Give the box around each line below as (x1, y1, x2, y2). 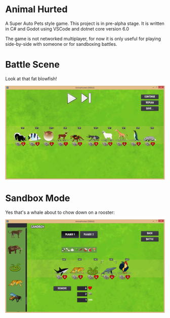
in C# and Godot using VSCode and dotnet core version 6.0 (5, 25, 130, 31)
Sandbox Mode (5, 192, 70, 204)
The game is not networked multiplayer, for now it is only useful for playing (5, 36, 161, 42)
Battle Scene (5, 59, 60, 71)
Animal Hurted (5, 4, 68, 15)
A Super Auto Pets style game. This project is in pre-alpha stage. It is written (5, 20, 164, 26)
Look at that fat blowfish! (5, 75, 57, 82)
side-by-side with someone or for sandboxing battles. (5, 41, 117, 47)
